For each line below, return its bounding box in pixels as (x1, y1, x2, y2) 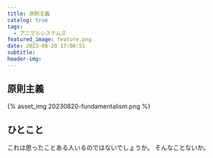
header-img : (7, 56, 42, 63)
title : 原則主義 (7, 10, 50, 17)
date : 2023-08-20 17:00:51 (7, 42, 86, 49)
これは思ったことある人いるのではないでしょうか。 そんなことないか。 (7, 143, 210, 152)
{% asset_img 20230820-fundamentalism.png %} (7, 102, 151, 110)
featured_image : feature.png (7, 36, 92, 43)
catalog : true (7, 17, 49, 24)
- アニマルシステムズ (13, 29, 67, 37)
